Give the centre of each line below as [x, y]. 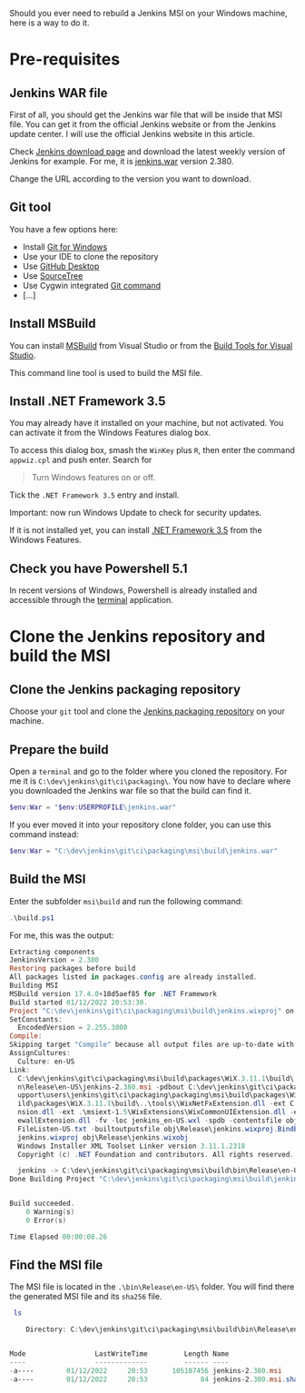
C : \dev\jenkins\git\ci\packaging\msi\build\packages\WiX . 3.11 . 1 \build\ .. [160, 1078]
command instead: [44, 834]
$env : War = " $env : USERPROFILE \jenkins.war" [93, 807]
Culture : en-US [46, 1062]
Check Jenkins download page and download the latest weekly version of [148, 152]
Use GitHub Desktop [61, 266]
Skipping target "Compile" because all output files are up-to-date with [152, 1045]
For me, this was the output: [62, 935]
